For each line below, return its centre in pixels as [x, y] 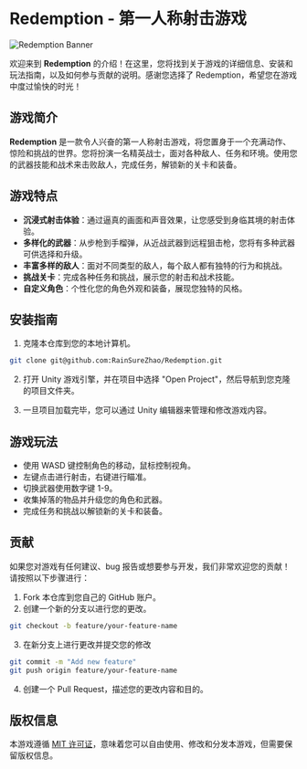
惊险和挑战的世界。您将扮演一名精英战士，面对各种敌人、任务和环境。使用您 [153, 153]
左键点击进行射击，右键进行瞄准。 [87, 477]
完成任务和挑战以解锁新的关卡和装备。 [95, 511]
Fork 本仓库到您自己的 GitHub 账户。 [92, 597]
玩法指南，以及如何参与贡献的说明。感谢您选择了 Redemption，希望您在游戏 [153, 75]
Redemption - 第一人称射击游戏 [128, 19]
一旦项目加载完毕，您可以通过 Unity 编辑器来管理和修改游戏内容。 [147, 410]
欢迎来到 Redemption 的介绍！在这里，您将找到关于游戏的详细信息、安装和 [152, 63]
